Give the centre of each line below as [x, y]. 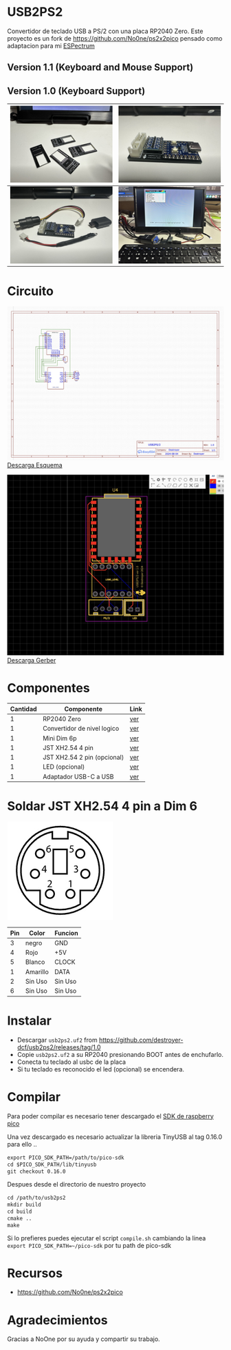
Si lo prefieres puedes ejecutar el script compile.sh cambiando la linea [107, 1238]
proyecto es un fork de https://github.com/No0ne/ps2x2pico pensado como [115, 38]
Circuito [30, 291]
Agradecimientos [57, 1320]
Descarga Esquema [35, 465]
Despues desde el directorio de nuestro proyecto [77, 1184]
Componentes [49, 688]
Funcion [66, 933]
